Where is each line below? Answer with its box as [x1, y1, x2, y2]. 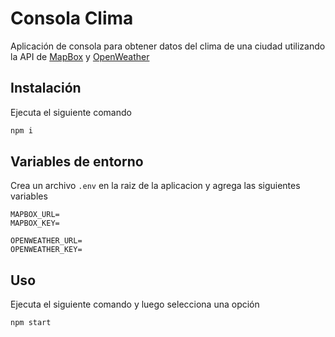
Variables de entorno [10, 153, 144, 171]
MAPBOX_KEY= [10, 218, 60, 229]
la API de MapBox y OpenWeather [10, 50, 150, 62]
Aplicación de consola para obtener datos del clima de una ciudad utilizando [10, 40, 326, 52]
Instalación [10, 80, 82, 97]
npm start [10, 318, 52, 328]
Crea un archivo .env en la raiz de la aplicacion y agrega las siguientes [10, 180, 301, 192]
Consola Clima [10, 7, 134, 30]
